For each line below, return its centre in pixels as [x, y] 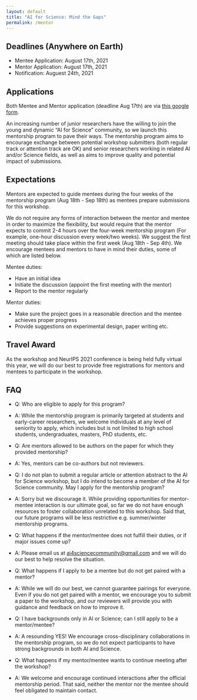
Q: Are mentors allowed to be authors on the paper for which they [94, 446]
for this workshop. [28, 206]
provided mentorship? [41, 452]
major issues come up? [43, 542]
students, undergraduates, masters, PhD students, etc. [81, 435]
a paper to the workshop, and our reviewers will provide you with [93, 601]
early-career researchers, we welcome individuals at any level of [93, 422]
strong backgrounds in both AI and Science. [68, 649]
